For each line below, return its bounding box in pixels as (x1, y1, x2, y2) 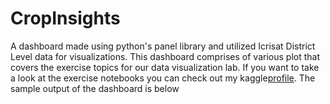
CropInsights (10, 7, 121, 30)
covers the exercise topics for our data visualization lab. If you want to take (10, 61, 320, 73)
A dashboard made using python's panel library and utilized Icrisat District (10, 40, 316, 52)
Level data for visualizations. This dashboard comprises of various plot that (10, 50, 321, 62)
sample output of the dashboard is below (10, 82, 180, 94)
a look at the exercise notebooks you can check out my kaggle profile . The (10, 72, 316, 84)
